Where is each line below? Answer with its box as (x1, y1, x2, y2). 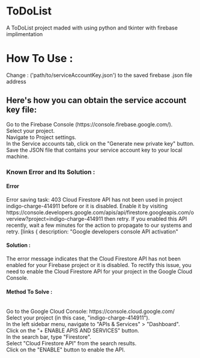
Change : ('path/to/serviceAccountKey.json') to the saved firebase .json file (6, 71, 193, 79)
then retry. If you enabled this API (104, 215, 187, 222)
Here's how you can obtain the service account (6, 95, 187, 106)
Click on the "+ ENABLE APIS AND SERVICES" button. (6, 327, 139, 335)
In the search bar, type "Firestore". (6, 333, 92, 341)
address (6, 78, 26, 85)
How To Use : (6, 52, 73, 66)
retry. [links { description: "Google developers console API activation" (6, 227, 178, 235)
